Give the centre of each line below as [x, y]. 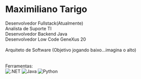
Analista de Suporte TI [29, 28]
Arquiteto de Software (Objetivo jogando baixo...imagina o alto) [71, 50]
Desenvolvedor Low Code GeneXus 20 [46, 39]
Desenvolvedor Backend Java [36, 34]
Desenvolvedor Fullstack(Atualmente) [44, 23]
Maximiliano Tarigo [46, 9]
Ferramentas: [19, 66]
